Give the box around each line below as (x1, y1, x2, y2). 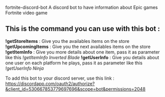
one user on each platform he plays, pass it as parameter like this (5, 60, 143, 66)
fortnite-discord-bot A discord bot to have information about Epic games (5, 5, 158, 10)
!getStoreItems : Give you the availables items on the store (5, 38, 130, 44)
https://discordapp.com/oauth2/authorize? (5, 80, 95, 86)
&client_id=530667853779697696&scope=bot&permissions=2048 (5, 86, 146, 92)
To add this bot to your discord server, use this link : (5, 75, 115, 81)
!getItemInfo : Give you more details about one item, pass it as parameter (5, 48, 160, 55)
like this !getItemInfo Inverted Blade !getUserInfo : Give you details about (5, 54, 159, 60)
